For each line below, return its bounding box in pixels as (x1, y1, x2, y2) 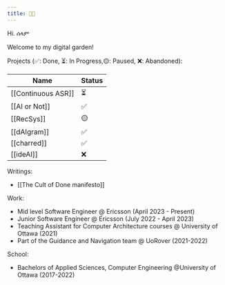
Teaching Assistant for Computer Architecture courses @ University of (17, 222, 219, 230)
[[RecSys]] (10, 115, 46, 124)
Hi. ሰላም (7, 29, 30, 37)
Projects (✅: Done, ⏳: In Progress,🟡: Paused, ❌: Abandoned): (7, 57, 183, 65)
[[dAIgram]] (10, 127, 50, 137)
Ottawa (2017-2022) (17, 271, 75, 279)
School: (7, 250, 29, 258)
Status (81, 75, 104, 85)
